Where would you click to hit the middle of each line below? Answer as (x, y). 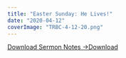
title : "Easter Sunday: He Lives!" (60, 14)
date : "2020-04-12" (36, 21)
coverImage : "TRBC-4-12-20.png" (55, 27)
